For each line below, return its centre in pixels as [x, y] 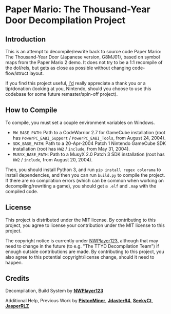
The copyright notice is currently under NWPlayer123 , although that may [82, 240]
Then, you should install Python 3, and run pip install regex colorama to [83, 170]
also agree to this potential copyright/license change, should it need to [80, 257]
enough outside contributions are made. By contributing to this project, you [85, 252]
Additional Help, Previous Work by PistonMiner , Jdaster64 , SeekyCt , [79, 301]
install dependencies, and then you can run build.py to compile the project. [85, 175]
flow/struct [17, 73]
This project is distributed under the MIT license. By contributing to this [81, 220]
